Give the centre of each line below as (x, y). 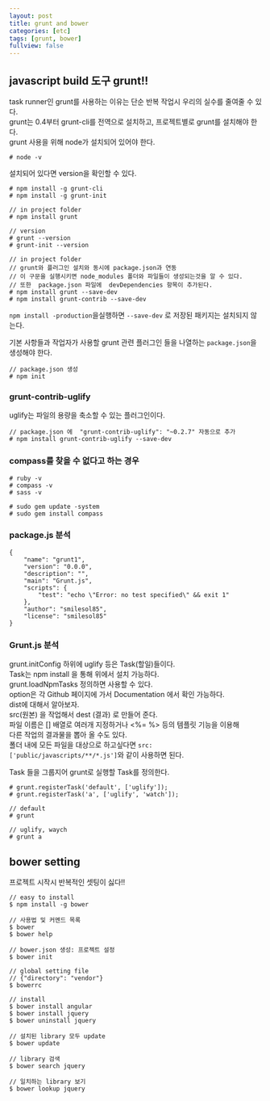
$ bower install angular (51, 1006)
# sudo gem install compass (56, 514)
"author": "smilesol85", (65, 609)
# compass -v (31, 485)
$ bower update (35, 1043)
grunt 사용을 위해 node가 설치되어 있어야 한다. (82, 141)
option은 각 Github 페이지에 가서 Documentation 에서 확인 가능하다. (117, 695)
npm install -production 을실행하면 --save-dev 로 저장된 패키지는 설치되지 (129, 315)
